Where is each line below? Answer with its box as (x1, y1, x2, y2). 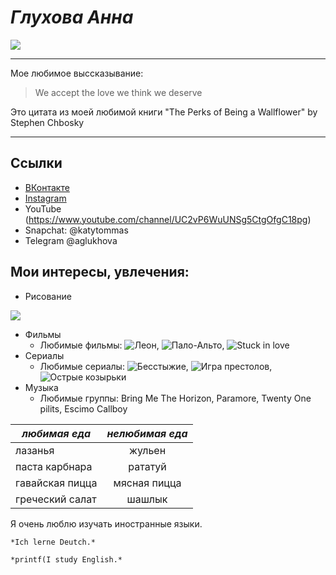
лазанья (15, 443, 55, 457)
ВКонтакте (24, 181, 70, 193)
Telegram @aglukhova (24, 234, 118, 246)
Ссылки (10, 155, 63, 172)
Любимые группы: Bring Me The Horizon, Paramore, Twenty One (39, 392, 312, 404)
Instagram (24, 192, 67, 204)
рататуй (128, 459, 167, 473)
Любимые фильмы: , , (39, 339, 225, 351)
